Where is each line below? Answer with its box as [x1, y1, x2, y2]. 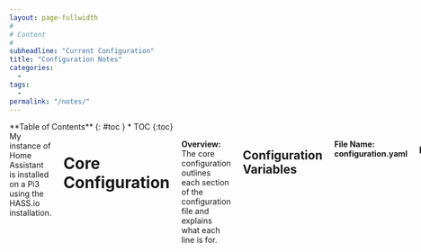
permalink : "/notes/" [9, 96, 91, 106]
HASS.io [9, 198, 40, 209]
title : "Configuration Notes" [9, 55, 123, 64]
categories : [9, 64, 54, 73]
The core [181, 148, 216, 159]
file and [181, 206, 210, 217]
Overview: [181, 139, 222, 149]
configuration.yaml [334, 148, 408, 159]
